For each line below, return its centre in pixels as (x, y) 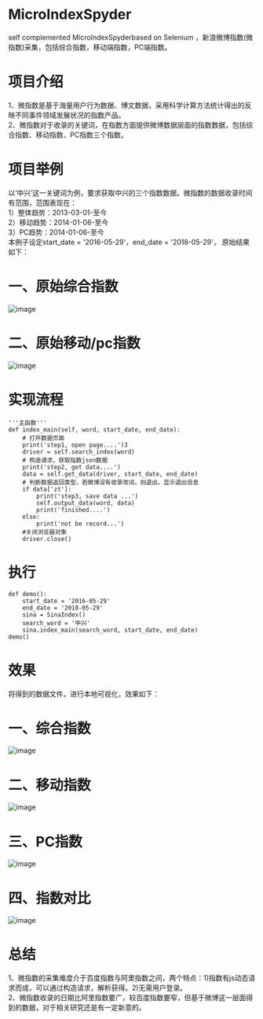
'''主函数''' (27, 423)
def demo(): (27, 594)
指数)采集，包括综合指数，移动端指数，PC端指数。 (90, 47)
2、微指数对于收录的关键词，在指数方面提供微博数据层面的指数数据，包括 (127, 124)
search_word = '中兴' (56, 623)
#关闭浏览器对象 (45, 532)
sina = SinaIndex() (54, 615)
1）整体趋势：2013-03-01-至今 (58, 212)
